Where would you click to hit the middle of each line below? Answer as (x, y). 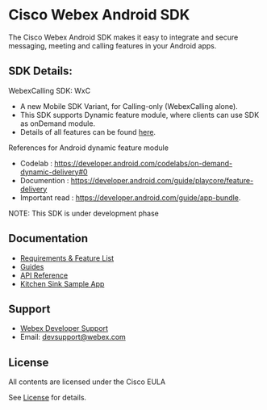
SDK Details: (40, 71)
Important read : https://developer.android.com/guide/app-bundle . (130, 197)
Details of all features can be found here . (88, 132)
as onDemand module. (57, 123)
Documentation (48, 238)
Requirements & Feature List (67, 258)
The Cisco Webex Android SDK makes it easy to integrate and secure (123, 37)
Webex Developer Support (64, 328)
